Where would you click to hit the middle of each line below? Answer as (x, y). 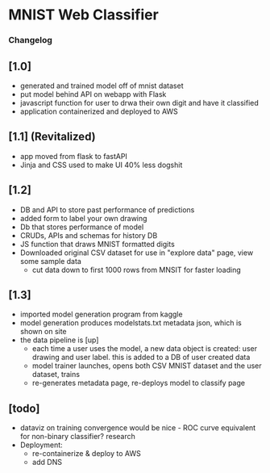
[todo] (24, 408)
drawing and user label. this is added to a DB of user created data (141, 358)
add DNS (47, 463)
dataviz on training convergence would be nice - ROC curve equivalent (138, 428)
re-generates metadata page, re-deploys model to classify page (139, 383)
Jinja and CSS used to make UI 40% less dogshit (101, 165)
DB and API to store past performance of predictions (107, 209)
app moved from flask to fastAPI (73, 156)
